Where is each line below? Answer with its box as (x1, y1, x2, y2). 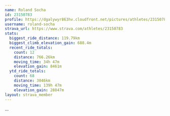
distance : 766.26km (14, 54, 55, 60)
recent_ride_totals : (9, 45, 53, 50)
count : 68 (14, 73, 35, 79)
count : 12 (14, 50, 35, 55)
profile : (5, 17, 23, 22)
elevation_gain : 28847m (14, 87, 64, 93)
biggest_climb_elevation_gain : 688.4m (9, 41, 92, 46)
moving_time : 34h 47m (14, 59, 59, 64)
